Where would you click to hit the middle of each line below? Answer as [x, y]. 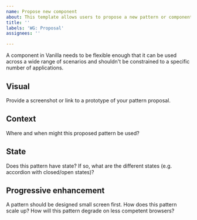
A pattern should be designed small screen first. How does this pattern [91, 205]
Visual [18, 86]
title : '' [18, 22]
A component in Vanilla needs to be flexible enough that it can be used [91, 55]
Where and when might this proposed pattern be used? [73, 133]
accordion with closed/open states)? [50, 172]
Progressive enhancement [55, 190]
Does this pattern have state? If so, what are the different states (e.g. [89, 166]
